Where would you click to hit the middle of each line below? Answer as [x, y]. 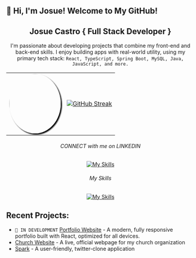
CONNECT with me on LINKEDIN [100, 146]
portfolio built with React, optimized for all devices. [77, 236]
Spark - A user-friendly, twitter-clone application [75, 249]
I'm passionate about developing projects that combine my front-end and [100, 46]
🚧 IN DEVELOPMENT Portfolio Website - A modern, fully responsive [94, 230]
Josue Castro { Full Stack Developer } [100, 31]
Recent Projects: [38, 215]
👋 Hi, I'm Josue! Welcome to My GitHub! [82, 11]
